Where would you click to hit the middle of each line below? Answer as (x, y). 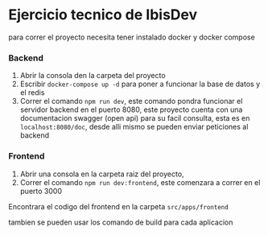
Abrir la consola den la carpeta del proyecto (93, 76)
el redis (32, 93)
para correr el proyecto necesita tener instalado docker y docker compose (132, 37)
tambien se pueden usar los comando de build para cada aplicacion (121, 222)
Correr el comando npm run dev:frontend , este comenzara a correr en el (140, 182)
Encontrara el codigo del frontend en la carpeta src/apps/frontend (119, 206)
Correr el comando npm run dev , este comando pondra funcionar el (131, 101)
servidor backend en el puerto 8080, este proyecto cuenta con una (131, 109)
